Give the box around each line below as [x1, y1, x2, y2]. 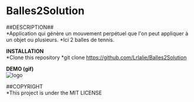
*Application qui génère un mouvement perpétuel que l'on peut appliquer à [6, 29, 189, 37]
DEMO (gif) [6, 65, 34, 72]
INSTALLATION [6, 47, 44, 54]
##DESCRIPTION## [6, 24, 54, 31]
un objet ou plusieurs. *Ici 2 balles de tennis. [6, 36, 115, 43]
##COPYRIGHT [6, 83, 43, 90]
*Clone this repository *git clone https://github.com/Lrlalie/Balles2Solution [6, 54, 187, 61]
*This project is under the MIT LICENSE [6, 89, 102, 96]
